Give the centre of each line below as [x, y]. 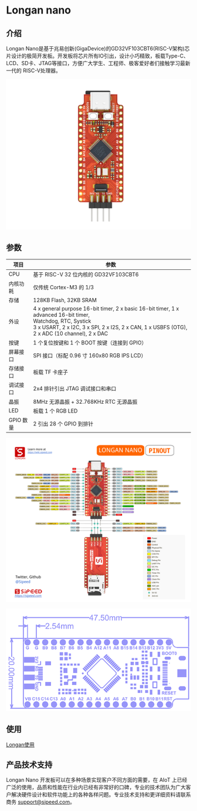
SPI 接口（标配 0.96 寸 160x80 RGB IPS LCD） [90, 355]
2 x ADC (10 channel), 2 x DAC [71, 334]
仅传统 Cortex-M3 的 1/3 [64, 287]
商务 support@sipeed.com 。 [40, 802]
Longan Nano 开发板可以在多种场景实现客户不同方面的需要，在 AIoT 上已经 [97, 780]
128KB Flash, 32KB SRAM [65, 300]
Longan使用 [21, 744]
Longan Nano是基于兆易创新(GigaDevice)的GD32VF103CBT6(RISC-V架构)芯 [98, 48]
